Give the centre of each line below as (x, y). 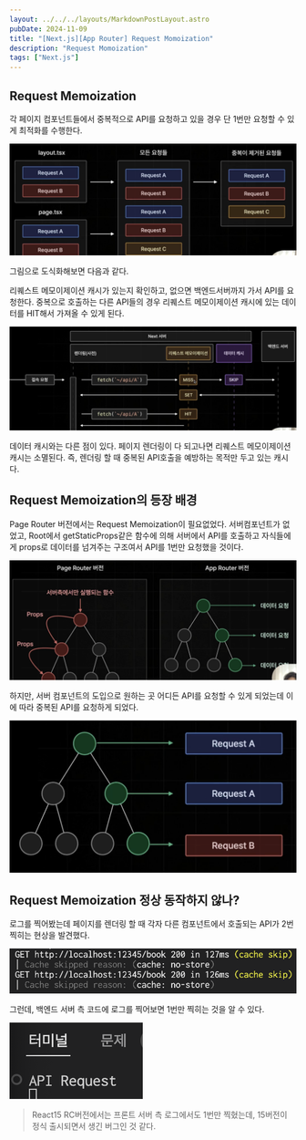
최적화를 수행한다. (51, 130)
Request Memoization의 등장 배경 (103, 500)
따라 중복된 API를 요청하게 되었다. (79, 708)
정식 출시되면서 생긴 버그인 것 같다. (94, 1125)
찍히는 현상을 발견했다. (50, 936)
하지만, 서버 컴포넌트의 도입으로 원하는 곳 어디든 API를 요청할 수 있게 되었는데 (147, 696)
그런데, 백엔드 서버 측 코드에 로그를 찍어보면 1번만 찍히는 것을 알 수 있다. (137, 1009)
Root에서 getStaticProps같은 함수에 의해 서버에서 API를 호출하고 (144, 535)
